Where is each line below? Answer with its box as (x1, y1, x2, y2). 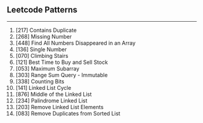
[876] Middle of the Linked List (15, 90, 92, 98)
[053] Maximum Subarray (15, 65, 80, 72)
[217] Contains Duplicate (15, 27, 77, 34)
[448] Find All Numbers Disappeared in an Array (15, 39, 136, 46)
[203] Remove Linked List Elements (15, 103, 104, 110)
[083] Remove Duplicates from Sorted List (15, 110, 120, 117)
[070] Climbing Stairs (15, 52, 69, 59)
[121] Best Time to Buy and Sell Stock (15, 58, 108, 66)
